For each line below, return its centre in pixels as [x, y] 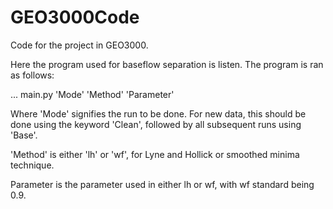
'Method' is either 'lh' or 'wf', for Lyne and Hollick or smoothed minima [155, 154]
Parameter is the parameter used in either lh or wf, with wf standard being [162, 184]
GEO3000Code [75, 17]
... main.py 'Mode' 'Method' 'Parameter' [92, 94]
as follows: [32, 75]
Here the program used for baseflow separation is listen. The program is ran [167, 64]
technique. [32, 165]
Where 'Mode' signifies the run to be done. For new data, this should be [158, 113]
